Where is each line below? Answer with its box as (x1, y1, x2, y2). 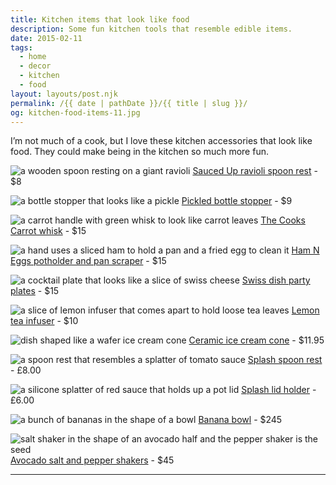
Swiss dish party (241, 274, 311, 286)
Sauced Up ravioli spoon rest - (192, 165, 318, 177)
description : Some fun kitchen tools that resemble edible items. (10, 24, 293, 34)
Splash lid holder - (241, 384, 317, 396)
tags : (10, 42, 33, 53)
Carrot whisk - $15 (10, 225, 87, 237)
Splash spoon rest (247, 354, 323, 366)
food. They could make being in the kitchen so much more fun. (10, 146, 269, 158)
